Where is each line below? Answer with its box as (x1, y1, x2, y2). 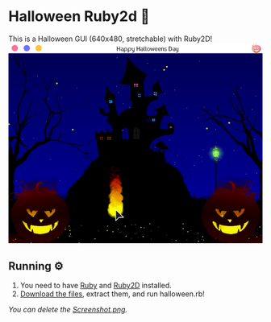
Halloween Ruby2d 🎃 (8, 7, 151, 26)
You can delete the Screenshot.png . (8, 305, 127, 315)
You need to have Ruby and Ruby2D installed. (19, 281, 172, 291)
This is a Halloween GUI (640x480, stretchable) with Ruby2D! (8, 34, 213, 43)
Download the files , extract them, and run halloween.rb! (19, 289, 206, 299)
